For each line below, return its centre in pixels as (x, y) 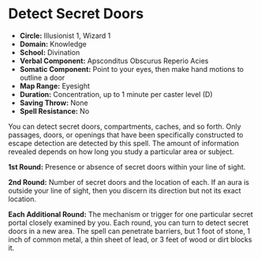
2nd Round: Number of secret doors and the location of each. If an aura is (129, 182)
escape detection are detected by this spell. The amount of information (123, 143)
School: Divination (50, 52)
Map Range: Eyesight (55, 86)
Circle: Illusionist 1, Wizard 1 (65, 36)
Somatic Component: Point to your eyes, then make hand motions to (132, 69)
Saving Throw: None (54, 103)
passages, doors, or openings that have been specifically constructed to (126, 134)
